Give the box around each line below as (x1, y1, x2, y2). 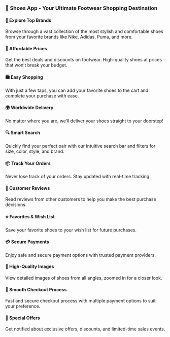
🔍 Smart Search (5, 129, 41, 136)
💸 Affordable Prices (5, 45, 47, 51)
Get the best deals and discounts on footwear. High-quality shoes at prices (5, 57, 162, 63)
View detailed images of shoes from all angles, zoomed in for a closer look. (5, 275, 162, 281)
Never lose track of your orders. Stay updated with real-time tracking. (5, 174, 151, 180)
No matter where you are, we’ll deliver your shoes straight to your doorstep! (5, 118, 163, 124)
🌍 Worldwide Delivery (5, 105, 54, 111)
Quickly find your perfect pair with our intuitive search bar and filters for (5, 143, 156, 149)
